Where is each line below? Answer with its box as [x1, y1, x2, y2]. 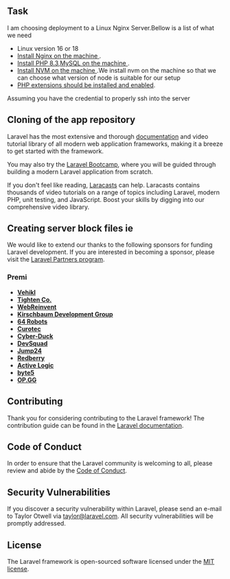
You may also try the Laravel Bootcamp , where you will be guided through [7, 160, 216, 168]
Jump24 [16, 346, 43, 354]
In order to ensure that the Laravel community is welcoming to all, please [7, 459, 213, 468]
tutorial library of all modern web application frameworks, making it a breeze [7, 139, 223, 148]
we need [7, 31, 32, 39]
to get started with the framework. [7, 147, 104, 155]
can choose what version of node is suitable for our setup [16, 73, 181, 82]
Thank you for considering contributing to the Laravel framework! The [7, 413, 205, 422]
